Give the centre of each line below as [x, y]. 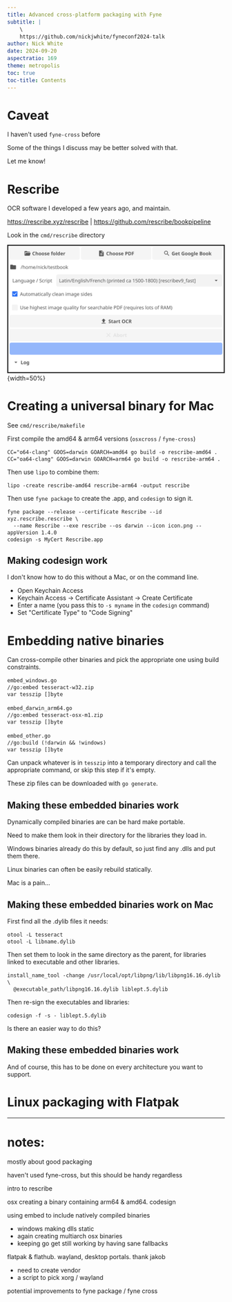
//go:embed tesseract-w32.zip [51, 688]
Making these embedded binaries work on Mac [110, 905]
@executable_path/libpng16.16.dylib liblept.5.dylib [91, 989]
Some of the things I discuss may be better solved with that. [93, 148]
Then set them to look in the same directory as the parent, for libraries [107, 954]
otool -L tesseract [35, 935]
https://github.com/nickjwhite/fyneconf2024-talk [93, 37]
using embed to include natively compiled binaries [79, 1215]
